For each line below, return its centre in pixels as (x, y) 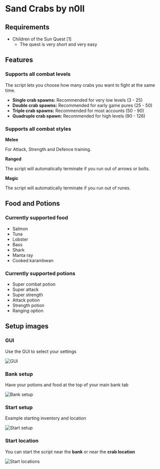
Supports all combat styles (38, 129)
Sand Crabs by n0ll (45, 9)
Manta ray (23, 255)
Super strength (27, 295)
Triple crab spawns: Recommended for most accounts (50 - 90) (78, 111)
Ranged (13, 159)
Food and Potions (33, 204)
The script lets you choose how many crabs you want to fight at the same (80, 85)
